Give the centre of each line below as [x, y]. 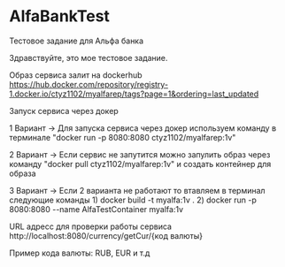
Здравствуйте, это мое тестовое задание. [89, 57]
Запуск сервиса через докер [64, 111]
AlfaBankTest [60, 16]
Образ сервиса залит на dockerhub [76, 75]
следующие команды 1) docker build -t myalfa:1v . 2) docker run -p [133, 200]
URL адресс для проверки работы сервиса [91, 226]
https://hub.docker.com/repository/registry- [89, 84]
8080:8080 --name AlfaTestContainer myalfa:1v [96, 209]
